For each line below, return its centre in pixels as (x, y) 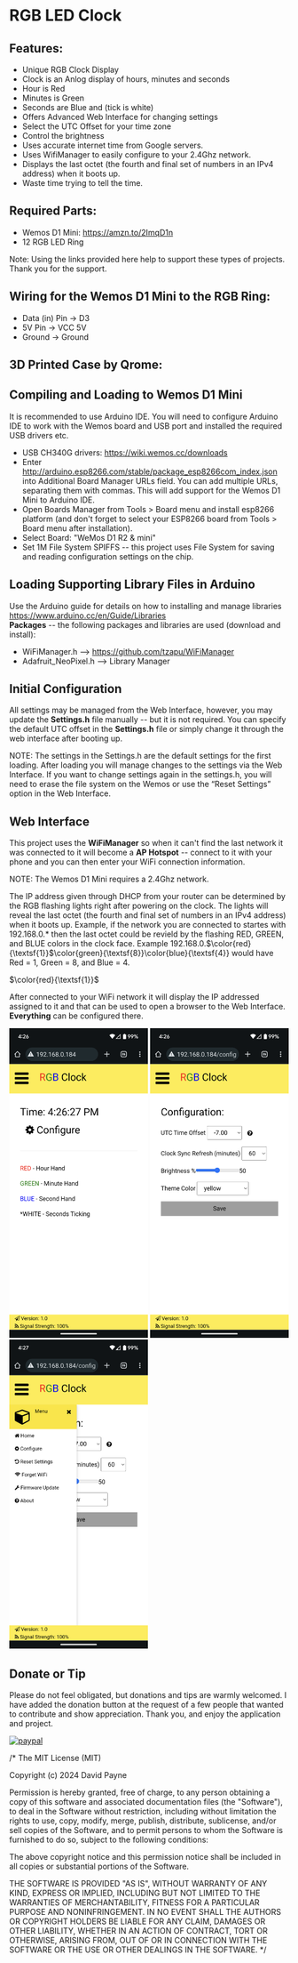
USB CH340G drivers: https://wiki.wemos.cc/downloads (125, 452)
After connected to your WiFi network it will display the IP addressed (134, 997)
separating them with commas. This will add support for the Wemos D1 (151, 490)
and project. (31, 1724)
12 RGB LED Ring (53, 242)
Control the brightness (63, 136)
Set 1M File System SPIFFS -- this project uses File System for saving (148, 547)
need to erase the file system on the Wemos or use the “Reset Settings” (140, 784)
